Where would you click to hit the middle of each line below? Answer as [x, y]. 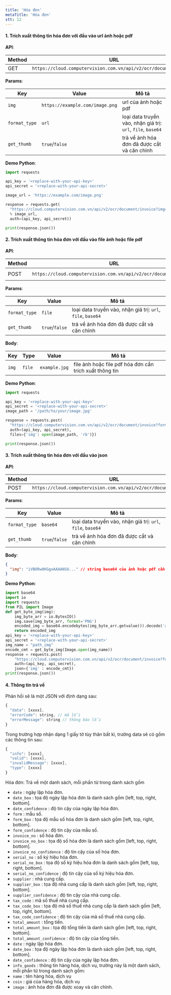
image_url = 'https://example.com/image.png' [54, 196]
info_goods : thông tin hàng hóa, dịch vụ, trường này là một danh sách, [87, 965]
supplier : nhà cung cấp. [39, 878]
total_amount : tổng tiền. [38, 922]
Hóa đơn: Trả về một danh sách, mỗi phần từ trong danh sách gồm [75, 782]
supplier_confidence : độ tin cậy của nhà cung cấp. [67, 895]
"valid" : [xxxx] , [28, 758]
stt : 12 [13, 19]
